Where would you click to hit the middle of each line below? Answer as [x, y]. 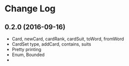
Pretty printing [27, 49]
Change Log [30, 9]
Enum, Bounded [28, 55]
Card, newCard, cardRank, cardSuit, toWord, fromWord [68, 39]
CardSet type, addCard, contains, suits [51, 44]
